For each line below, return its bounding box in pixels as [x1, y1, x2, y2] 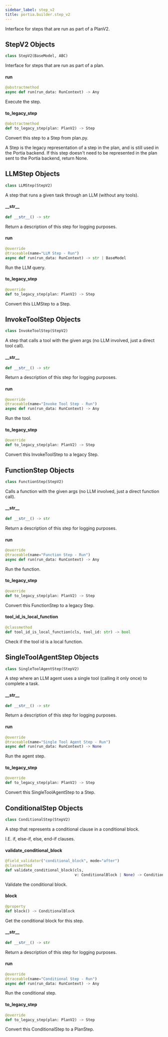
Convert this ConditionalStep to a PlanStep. [5, 1026, 94, 1032]
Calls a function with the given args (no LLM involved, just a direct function [5, 488, 159, 494]
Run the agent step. [5, 753, 46, 759]
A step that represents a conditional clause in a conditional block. [5, 826, 140, 832]
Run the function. [5, 566, 41, 572]
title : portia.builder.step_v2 [5, 12, 70, 17]
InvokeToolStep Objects [5, 315, 81, 324]
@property [5, 903, 26, 909]
